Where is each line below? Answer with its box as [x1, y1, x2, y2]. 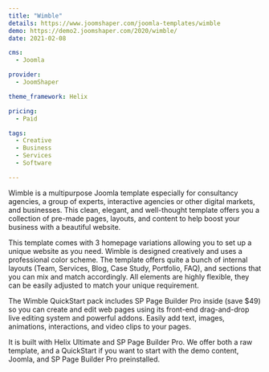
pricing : [8, 107, 38, 115]
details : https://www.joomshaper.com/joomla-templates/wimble [8, 19, 221, 27]
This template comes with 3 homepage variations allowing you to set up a [8, 238, 252, 247]
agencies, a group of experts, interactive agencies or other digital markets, [8, 196, 255, 206]
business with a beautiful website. [8, 222, 121, 231]
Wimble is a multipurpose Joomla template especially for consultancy [8, 188, 238, 198]
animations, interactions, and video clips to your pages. [8, 321, 191, 331]
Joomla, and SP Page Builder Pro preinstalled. [8, 354, 161, 364]
